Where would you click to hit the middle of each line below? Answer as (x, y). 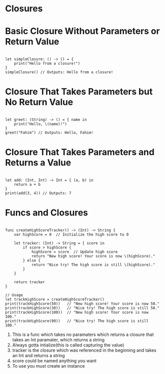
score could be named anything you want (54, 361)
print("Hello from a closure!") (47, 64)
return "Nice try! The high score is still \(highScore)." (93, 265)
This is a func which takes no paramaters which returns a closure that (83, 334)
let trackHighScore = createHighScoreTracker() (55, 299)
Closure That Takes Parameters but (79, 92)
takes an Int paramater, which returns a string (58, 339)
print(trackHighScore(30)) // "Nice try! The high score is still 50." (82, 308)
